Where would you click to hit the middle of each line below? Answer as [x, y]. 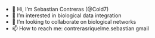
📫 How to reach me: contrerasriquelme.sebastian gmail [80, 28]
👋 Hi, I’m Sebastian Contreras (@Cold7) [60, 9]
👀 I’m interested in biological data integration [66, 15]
